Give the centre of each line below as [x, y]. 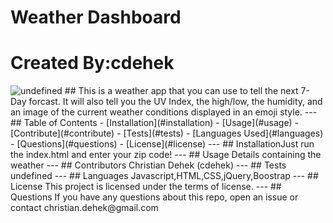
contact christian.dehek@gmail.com [84, 208]
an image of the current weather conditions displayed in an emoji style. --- [164, 112]
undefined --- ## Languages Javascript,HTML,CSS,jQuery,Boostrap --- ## [164, 176]
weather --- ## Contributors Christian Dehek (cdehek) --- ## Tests [148, 165]
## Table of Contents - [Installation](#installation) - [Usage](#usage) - [155, 123]
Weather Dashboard [96, 17]
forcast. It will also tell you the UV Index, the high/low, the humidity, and [175, 102]
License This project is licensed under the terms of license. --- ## [146, 187]
